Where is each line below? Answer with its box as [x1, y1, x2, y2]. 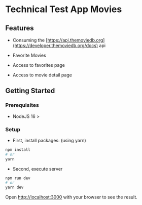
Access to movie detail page [12, 72, 73, 78]
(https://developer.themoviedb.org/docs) [12, 43, 98, 49]
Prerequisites [5, 102, 39, 109]
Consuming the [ [12, 37, 48, 43]
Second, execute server [12, 166, 63, 172]
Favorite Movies [12, 52, 47, 58]
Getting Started [5, 87, 55, 95]
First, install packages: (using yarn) [12, 137, 86, 143]
